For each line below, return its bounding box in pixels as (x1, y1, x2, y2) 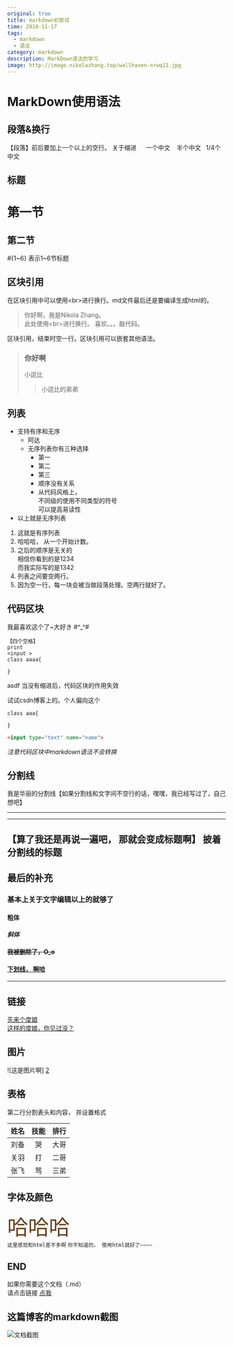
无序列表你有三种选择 (27, 444, 89, 452)
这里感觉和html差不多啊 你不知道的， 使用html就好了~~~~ (7, 1242, 153, 1249)
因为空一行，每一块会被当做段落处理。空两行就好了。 (17, 580, 170, 589)
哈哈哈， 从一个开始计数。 (17, 537, 92, 545)
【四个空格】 (7, 638, 39, 645)
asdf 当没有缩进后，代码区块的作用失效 (7, 681, 119, 689)
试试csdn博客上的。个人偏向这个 (7, 695, 101, 704)
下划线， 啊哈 (7, 965, 46, 973)
